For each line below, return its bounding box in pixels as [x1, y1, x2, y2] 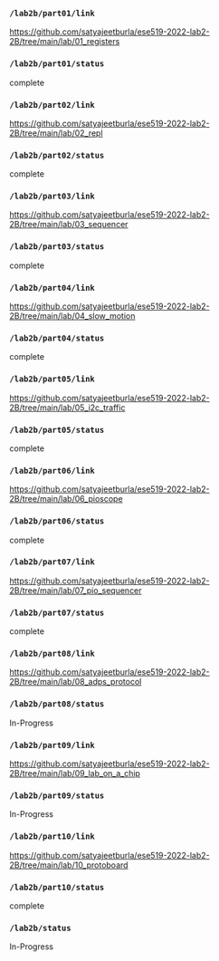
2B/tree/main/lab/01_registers [9, 36, 120, 47]
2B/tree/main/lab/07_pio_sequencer [9, 584, 142, 596]
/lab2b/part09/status [9, 790, 105, 801]
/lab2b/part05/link [9, 374, 95, 384]
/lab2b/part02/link [9, 100, 95, 110]
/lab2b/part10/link [9, 831, 95, 841]
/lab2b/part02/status [9, 149, 105, 160]
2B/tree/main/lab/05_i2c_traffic [9, 402, 126, 413]
